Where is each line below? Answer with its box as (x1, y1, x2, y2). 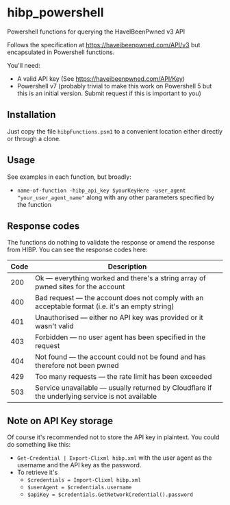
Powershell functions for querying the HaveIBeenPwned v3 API (7, 27, 186, 36)
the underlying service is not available (35, 392, 157, 402)
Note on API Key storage (7, 415, 114, 426)
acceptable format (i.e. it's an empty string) (35, 301, 175, 311)
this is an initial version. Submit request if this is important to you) (16, 89, 202, 97)
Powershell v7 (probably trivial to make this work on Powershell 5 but (16, 82, 212, 90)
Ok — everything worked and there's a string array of (35, 273, 207, 283)
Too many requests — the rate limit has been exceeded (35, 372, 212, 382)
